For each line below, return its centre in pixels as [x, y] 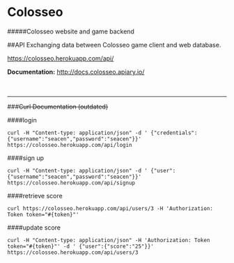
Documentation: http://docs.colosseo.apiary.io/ [76, 72]
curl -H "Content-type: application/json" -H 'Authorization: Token [109, 240]
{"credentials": [174, 133]
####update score [34, 228]
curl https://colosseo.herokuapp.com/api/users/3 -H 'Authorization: [110, 208]
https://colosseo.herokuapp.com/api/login [70, 145]
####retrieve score [35, 196]
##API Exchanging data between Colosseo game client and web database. [114, 45]
